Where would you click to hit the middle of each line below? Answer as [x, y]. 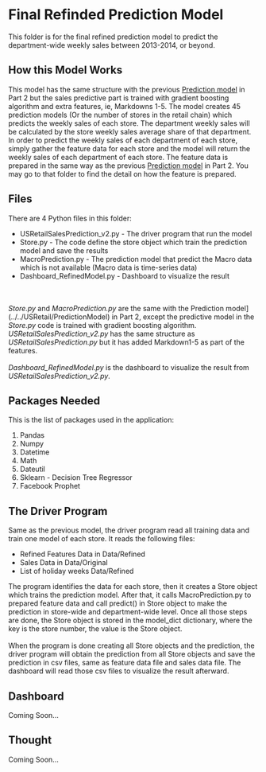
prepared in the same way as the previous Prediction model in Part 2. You [128, 166]
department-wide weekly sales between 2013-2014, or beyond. [112, 45]
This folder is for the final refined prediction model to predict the [113, 37]
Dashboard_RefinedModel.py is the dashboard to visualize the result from [129, 367]
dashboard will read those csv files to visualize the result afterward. [119, 671]
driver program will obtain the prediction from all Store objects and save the [132, 654]
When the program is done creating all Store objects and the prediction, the [132, 645]
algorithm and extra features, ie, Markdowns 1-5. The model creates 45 [124, 106]
